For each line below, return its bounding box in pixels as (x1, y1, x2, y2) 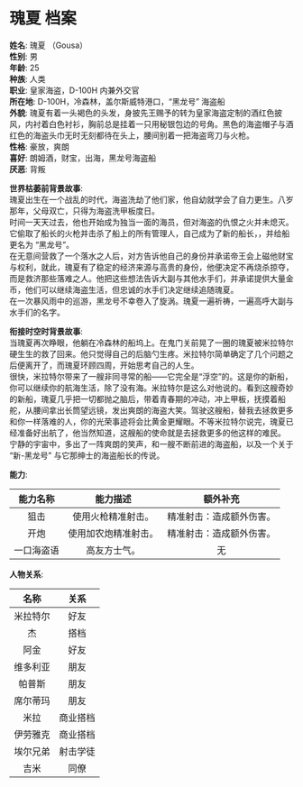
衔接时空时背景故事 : (9, 325, 84, 336)
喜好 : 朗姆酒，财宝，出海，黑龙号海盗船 (9, 152, 156, 163)
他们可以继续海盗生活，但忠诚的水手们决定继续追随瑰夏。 (24, 284, 239, 295)
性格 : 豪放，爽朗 (9, 141, 69, 151)
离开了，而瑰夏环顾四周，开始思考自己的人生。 (24, 360, 199, 371)
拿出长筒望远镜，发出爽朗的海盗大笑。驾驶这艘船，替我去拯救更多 (48, 405, 294, 416)
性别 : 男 (9, 50, 38, 61)
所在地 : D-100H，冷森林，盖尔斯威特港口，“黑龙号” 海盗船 (9, 96, 225, 106)
